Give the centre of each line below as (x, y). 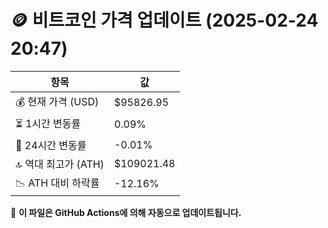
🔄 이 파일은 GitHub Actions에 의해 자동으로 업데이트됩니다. (126, 212)
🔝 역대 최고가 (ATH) (60, 164)
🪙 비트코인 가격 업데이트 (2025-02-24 (164, 20)
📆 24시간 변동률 (51, 145)
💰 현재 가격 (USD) (57, 101)
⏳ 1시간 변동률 (48, 123)
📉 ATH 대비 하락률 (57, 183)
